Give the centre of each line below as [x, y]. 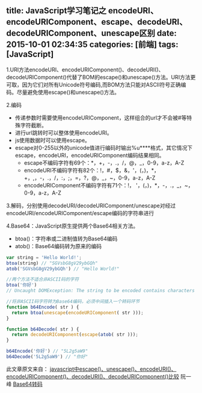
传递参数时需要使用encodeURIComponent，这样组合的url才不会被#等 [101, 117]
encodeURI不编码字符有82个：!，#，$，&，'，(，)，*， [91, 170]
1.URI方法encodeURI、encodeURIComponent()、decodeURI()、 [85, 69]
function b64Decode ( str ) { [43, 329]
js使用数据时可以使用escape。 [52, 140]
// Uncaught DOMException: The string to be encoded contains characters [101, 291]
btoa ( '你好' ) [22, 285]
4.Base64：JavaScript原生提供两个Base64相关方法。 [72, 226]
